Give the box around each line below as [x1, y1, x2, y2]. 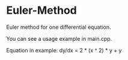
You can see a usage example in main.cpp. [6, 35, 112, 42]
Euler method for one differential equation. [6, 23, 111, 31]
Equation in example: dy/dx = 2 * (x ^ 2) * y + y [6, 46, 122, 54]
